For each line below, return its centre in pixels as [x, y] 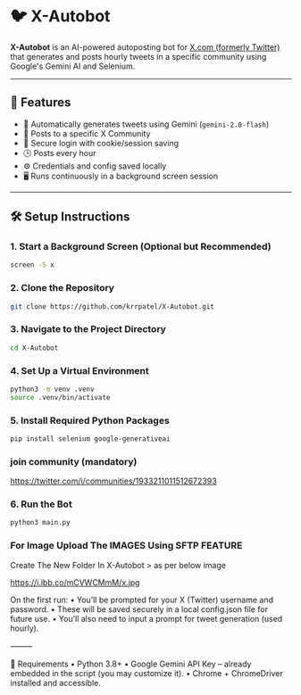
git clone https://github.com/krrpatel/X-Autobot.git [113, 306]
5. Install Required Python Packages [90, 420]
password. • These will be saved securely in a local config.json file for [139, 609]
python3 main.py [40, 523]
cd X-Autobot [34, 348]
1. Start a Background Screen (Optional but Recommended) [141, 247]
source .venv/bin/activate [60, 397]
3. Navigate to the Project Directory [88, 329]
